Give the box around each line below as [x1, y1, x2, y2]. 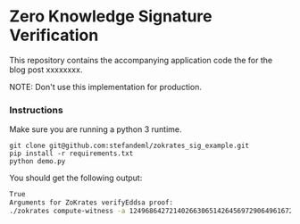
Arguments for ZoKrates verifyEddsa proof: [9, 198, 174, 207]
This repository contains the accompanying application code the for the [9, 54, 273, 65]
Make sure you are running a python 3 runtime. [9, 124, 182, 135]
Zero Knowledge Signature [9, 6, 212, 27]
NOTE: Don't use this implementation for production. [9, 81, 203, 92]
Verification [9, 25, 99, 46]
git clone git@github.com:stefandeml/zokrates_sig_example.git [9, 141, 250, 151]
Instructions [9, 104, 64, 116]
